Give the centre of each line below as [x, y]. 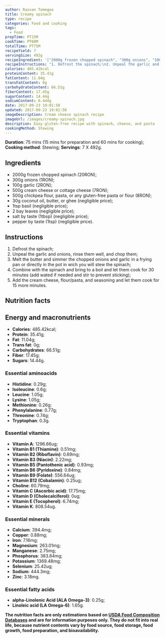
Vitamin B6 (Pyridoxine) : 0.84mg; [47, 470]
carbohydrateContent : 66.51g [35, 87]
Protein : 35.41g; [28, 335]
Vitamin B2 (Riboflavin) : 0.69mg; [46, 454]
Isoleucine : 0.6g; [29, 389]
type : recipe [18, 19]
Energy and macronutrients [48, 317]
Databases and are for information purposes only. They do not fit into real [82, 620]
